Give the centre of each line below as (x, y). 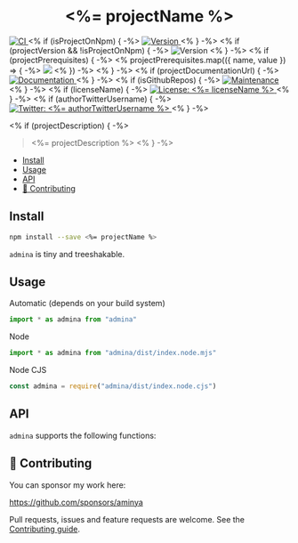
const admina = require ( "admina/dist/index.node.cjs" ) (113, 386)
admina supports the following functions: (83, 435)
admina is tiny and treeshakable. (67, 254)
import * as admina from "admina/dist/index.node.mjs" (113, 353)
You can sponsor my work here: (68, 485)
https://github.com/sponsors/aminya (77, 502)
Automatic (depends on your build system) (88, 304)
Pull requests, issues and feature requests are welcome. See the (127, 519)
